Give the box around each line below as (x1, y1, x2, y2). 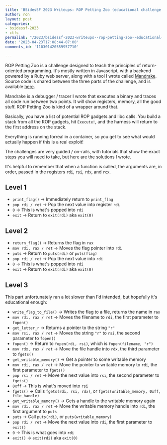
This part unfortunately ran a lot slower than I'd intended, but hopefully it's (5, 294, 158, 300)
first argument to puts (12, 409, 57, 415)
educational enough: (5, 299, 47, 305)
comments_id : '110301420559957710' (5, 44, 79, 49)
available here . (5, 83, 35, 90)
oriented (5, 68, 22, 74)
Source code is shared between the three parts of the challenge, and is (5, 78, 151, 84)
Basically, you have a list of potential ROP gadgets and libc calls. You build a (5, 113, 161, 119)
